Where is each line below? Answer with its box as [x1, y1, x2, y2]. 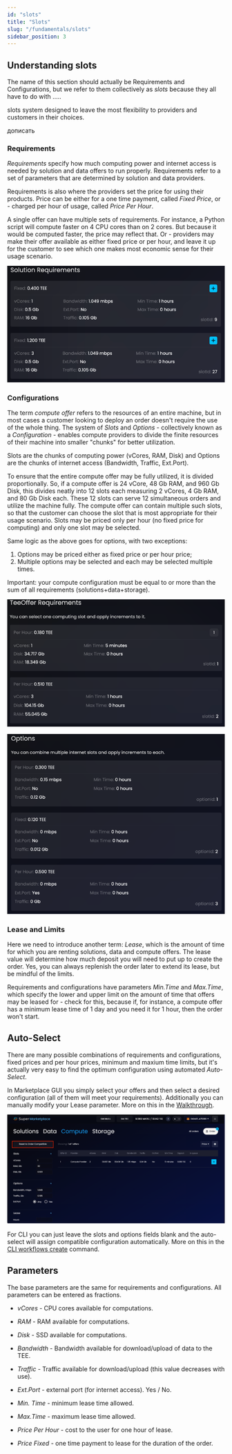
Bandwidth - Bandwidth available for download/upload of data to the [17, 1344, 213, 1353]
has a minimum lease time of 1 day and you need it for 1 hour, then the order [7, 1005, 223, 1013]
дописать [7, 126, 35, 135]
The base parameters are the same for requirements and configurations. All [7, 1283, 222, 1291]
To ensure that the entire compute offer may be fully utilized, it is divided [7, 472, 214, 481]
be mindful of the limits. [7, 969, 75, 978]
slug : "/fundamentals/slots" [7, 26, 91, 32]
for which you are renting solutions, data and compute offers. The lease [7, 947, 211, 956]
